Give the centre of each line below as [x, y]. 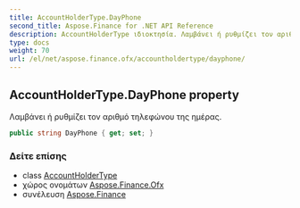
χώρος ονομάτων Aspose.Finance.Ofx [93, 185]
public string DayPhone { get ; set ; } [81, 133]
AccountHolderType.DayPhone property [124, 95]
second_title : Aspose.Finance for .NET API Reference [112, 26]
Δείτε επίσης [38, 155]
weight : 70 [29, 51]
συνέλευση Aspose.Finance [74, 194]
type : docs [29, 42]
